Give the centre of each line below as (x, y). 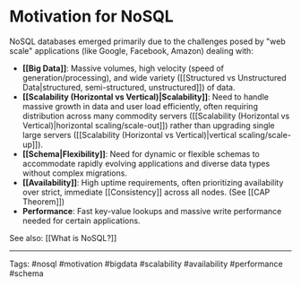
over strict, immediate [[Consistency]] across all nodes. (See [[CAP (146, 192)
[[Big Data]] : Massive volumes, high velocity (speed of (123, 68)
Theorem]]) (43, 201)
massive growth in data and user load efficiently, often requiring (140, 106)
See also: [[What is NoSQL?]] (63, 238)
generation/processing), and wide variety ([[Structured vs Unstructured (154, 77)
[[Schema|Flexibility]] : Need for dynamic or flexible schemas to (141, 153)
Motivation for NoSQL (92, 17)
